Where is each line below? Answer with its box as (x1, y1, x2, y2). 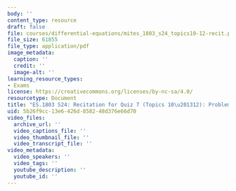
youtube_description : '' (13, 166, 86, 174)
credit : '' (13, 62, 46, 69)
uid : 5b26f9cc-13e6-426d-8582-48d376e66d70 (7, 108, 137, 115)
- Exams (7, 82, 30, 89)
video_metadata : (7, 147, 55, 154)
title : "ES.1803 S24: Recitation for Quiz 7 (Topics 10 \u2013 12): (7, 101, 206, 108)
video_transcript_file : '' (13, 141, 93, 148)
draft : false (7, 23, 46, 30)
